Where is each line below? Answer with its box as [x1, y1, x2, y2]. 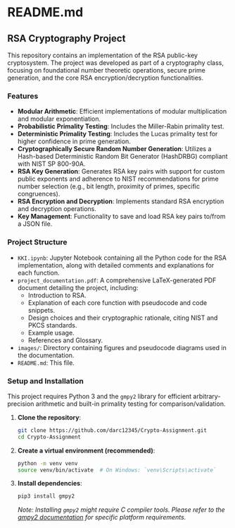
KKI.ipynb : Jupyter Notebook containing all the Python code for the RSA [17, 253, 227, 262]
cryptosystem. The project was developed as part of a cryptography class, [7, 59, 224, 67]
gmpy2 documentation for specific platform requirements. [17, 513, 186, 522]
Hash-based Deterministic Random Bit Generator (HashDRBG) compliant [17, 152, 228, 161]
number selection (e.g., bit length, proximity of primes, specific [17, 182, 201, 191]
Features [7, 91, 39, 101]
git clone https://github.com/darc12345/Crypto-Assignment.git [17, 426, 208, 434]
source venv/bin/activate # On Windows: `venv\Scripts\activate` [17, 467, 217, 474]
